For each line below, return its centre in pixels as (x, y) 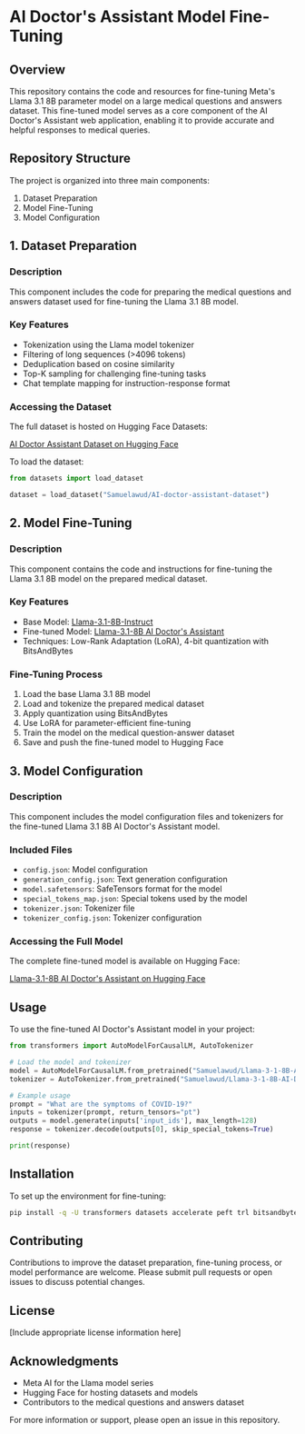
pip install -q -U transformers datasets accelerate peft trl (129, 1212)
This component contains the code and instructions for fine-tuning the (141, 569)
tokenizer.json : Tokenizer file (79, 908)
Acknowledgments (64, 1361)
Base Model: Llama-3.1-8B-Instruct (88, 622)
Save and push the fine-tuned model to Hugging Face (123, 742)
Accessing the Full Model (66, 941)
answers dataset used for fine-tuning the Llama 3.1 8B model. (124, 301)
